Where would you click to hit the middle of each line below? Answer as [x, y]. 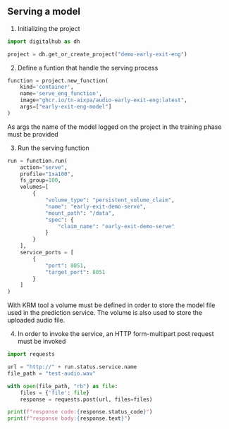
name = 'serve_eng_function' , [61, 94]
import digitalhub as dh [44, 42]
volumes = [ [35, 187]
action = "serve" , [44, 167]
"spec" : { [59, 220]
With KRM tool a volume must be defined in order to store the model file [111, 305]
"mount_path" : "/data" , [80, 213]
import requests [31, 354]
